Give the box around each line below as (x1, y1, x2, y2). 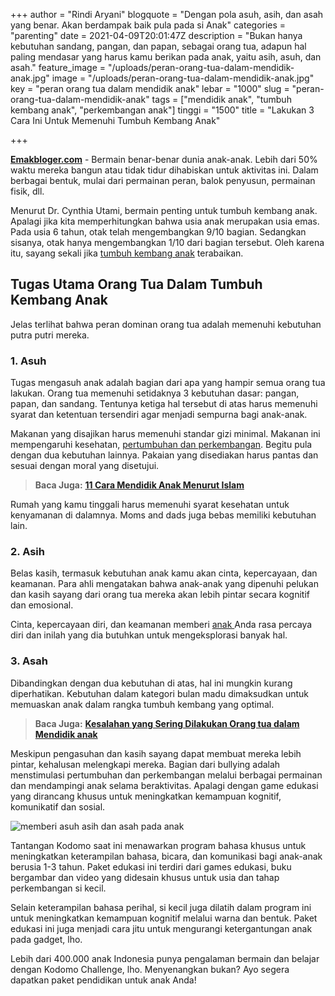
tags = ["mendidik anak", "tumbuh (151, 94, 292, 105)
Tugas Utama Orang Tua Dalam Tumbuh (10, 276, 263, 293)
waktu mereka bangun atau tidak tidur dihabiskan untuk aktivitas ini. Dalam (10, 164, 319, 176)
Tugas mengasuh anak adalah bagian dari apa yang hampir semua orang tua (10, 377, 326, 389)
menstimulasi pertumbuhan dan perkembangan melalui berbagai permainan (10, 769, 323, 781)
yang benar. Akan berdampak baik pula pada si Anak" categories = (10, 19, 287, 31)
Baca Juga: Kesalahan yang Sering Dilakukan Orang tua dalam (34, 717, 300, 729)
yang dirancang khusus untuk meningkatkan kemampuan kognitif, (10, 790, 282, 802)
